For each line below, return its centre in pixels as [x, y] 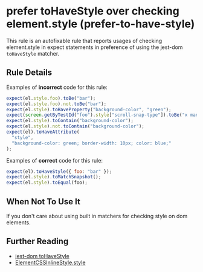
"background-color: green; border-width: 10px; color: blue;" [92, 143]
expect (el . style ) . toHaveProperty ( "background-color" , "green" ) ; [89, 109]
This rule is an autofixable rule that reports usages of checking [84, 40]
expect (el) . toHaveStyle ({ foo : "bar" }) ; [59, 171]
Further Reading [37, 241]
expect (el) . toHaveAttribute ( [43, 132]
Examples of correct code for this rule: [54, 160]
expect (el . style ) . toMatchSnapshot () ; [54, 177]
